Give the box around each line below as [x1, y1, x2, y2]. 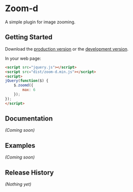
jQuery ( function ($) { [5, 78, 49, 83]
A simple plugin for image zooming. [5, 19, 76, 25]
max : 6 [22, 87, 36, 92]
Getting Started [5, 33, 53, 41]
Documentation [5, 115, 53, 123]
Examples [5, 141, 35, 150]
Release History [5, 168, 54, 176]
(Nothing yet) [5, 181, 31, 187]
